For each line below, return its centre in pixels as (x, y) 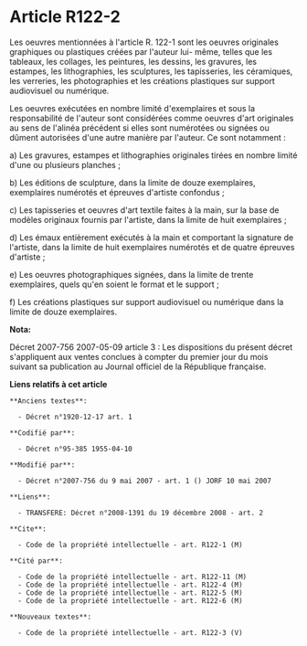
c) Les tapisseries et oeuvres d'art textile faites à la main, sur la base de (144, 210)
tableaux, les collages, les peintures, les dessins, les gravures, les (133, 61)
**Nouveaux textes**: (51, 617)
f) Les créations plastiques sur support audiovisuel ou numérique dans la (147, 302)
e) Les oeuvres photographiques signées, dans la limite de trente (132, 274)
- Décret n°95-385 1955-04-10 (75, 449)
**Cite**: (28, 529)
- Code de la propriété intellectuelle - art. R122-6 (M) (131, 600)
